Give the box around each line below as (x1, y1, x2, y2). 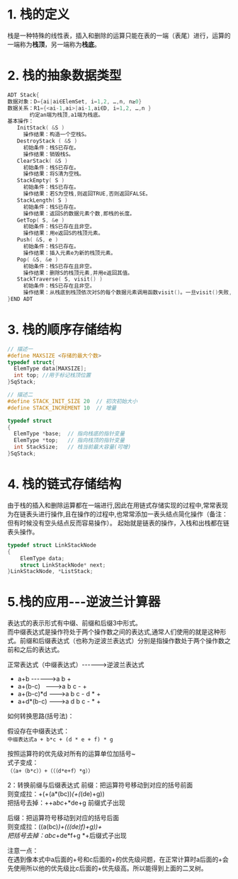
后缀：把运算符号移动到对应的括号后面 (7, 814, 119, 822)
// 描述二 (7, 391, 33, 399)
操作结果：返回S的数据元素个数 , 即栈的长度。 (23, 210, 135, 217)
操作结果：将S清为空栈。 (23, 171, 85, 178)
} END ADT (7, 295, 33, 302)
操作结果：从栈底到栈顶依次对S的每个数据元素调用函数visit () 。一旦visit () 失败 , (23, 289, 232, 296)
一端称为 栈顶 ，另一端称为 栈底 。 (7, 40, 101, 48)
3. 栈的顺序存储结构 (7, 322, 122, 338)
